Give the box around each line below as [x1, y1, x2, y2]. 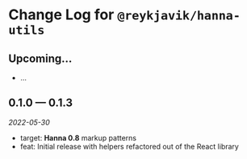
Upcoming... [8, 51, 73, 65]
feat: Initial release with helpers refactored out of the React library [19, 141, 240, 151]
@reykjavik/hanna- [116, 8, 241, 23]
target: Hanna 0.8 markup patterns [19, 132, 137, 142]
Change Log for [8, 6, 115, 24]
